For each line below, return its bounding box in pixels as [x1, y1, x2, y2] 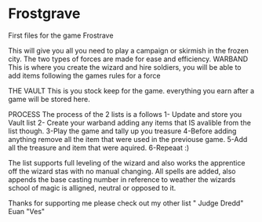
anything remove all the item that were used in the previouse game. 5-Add [8, 134, 248, 144]
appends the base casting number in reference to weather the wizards [8, 174, 236, 184]
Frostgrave [8, 5, 81, 23]
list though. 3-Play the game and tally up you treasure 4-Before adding [8, 126, 237, 136]
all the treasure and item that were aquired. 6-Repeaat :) [8, 143, 190, 152]
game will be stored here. [8, 94, 90, 104]
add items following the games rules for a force [8, 71, 161, 80]
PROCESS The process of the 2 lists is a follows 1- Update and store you [8, 109, 242, 118]
